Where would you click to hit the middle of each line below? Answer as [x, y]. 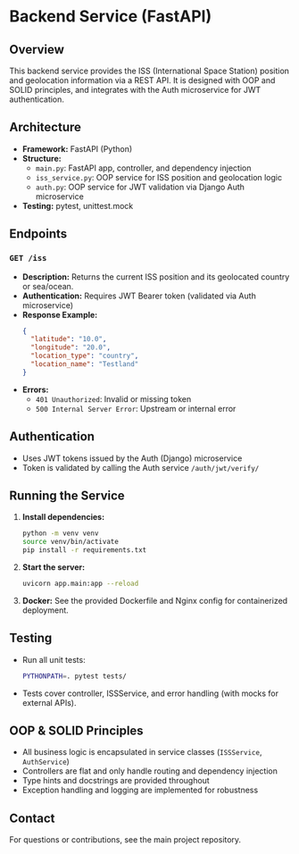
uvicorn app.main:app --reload [80, 583]
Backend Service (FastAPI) [111, 17]
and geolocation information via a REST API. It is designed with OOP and [142, 80]
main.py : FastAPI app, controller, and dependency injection [143, 168]
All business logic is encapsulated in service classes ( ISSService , [142, 752]
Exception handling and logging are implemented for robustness [140, 790]
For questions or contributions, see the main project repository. [125, 840]
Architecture [46, 127]
